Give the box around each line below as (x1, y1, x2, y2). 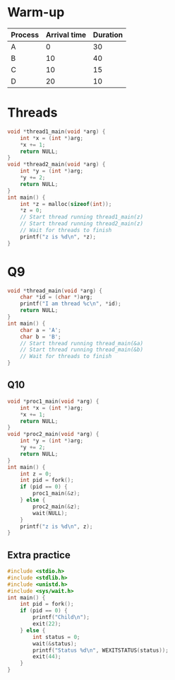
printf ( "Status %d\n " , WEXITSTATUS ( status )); (32, 647, 169, 654)
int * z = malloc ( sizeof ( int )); (20, 200, 112, 207)
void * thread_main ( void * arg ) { (7, 287, 102, 294)
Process (11, 30, 40, 40)
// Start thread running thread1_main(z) (20, 214, 143, 221)
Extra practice (7, 549, 71, 561)
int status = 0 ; (32, 633, 80, 640)
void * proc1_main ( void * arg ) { (7, 398, 99, 405)
